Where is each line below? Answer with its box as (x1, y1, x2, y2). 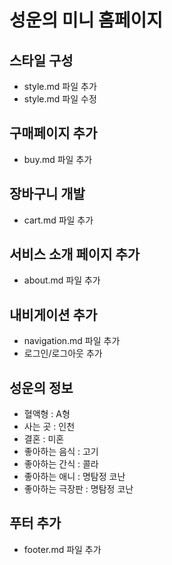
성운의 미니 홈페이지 (9, 9, 164, 32)
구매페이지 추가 (9, 125, 98, 142)
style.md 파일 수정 (23, 93, 97, 105)
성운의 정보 (9, 379, 74, 396)
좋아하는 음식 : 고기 (23, 446, 99, 458)
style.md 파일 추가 (23, 81, 97, 92)
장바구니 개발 (9, 186, 86, 203)
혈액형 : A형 (23, 408, 71, 420)
